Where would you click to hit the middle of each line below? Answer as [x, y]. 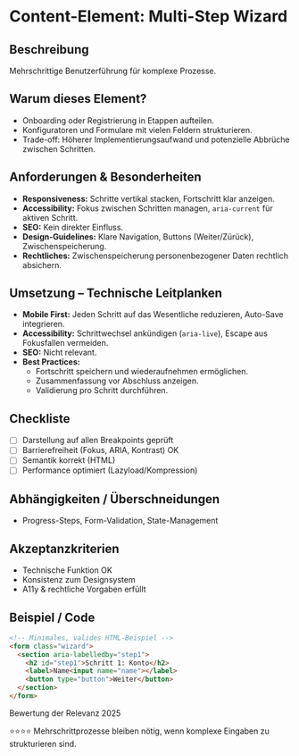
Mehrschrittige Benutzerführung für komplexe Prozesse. [113, 71]
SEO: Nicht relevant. [59, 353]
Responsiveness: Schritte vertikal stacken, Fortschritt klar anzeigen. [148, 198]
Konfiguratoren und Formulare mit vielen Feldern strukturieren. [137, 130]
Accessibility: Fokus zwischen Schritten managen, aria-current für [148, 208]
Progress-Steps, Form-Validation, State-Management [120, 521]
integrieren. [43, 324]
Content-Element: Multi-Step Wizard [149, 17]
